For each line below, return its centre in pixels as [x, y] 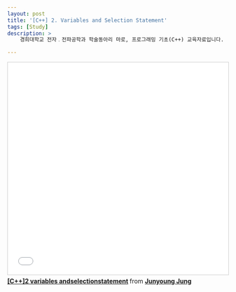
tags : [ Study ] [28, 27]
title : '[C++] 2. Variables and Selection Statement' [88, 20]
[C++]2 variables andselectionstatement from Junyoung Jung [99, 281]
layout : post [26, 14]
